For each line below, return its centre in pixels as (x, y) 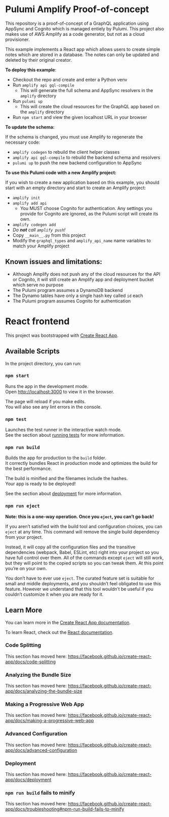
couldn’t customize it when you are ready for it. (54, 594)
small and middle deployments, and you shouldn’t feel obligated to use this (83, 583)
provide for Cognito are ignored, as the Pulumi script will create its (89, 213)
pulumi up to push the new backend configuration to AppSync (77, 162)
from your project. (24, 537)
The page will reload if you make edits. (46, 401)
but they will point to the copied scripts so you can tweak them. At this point (84, 563)
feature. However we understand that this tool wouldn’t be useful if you (79, 589)
